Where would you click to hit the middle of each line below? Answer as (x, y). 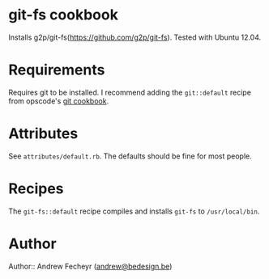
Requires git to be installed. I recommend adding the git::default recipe (130, 92)
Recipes (36, 188)
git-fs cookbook (64, 15)
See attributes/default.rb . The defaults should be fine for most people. (130, 156)
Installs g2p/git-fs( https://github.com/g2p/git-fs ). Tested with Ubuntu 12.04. (135, 37)
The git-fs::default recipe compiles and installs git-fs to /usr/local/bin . (134, 211)
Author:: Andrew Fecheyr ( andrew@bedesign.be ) (90, 266)
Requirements (57, 70)
